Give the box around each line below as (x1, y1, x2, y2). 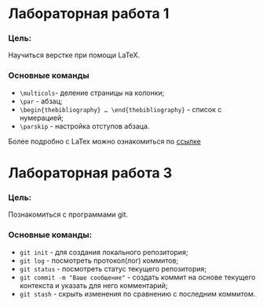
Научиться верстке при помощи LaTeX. (8, 50, 141, 60)
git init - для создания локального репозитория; (19, 247, 188, 257)
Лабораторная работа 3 (8, 164, 173, 181)
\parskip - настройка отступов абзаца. (19, 121, 150, 130)
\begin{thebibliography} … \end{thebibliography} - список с (19, 104, 222, 114)
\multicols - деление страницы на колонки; (19, 88, 165, 97)
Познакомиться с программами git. (8, 209, 128, 220)
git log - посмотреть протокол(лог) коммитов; (19, 256, 179, 265)
